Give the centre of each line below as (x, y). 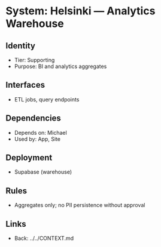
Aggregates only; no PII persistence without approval (80, 205)
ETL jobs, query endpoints (47, 99)
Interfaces (25, 85)
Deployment (29, 158)
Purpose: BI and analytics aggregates (60, 66)
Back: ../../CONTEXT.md (44, 238)
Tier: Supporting (34, 60)
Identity (20, 46)
